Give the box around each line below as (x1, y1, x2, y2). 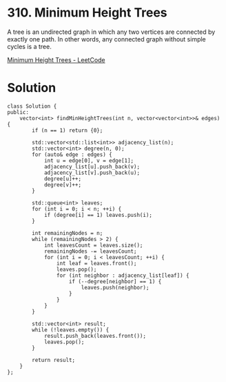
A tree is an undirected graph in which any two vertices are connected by (7, 28, 216, 36)
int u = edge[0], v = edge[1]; (43, 157, 134, 164)
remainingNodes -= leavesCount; (43, 247, 137, 255)
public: (7, 108, 30, 115)
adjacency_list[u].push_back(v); (43, 163, 140, 170)
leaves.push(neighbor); (81, 284, 150, 291)
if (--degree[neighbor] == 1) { (68, 278, 162, 285)
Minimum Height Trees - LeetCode (7, 55, 105, 64)
